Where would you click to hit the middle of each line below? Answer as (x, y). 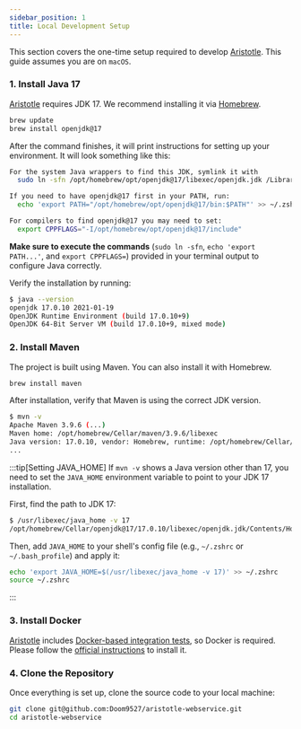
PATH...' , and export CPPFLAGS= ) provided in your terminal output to (134, 256)
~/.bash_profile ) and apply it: (65, 555)
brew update (31, 120)
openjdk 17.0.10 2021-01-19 (62, 307)
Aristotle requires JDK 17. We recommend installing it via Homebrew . (135, 103)
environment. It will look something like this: (90, 155)
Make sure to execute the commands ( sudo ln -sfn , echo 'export (133, 246)
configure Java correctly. (56, 265)
